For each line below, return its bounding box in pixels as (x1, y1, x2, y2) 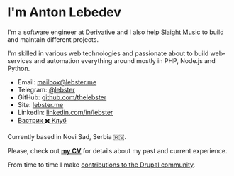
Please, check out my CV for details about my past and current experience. (7, 146, 228, 155)
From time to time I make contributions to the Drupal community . (7, 160, 196, 169)
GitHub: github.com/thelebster (17, 93, 107, 101)
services (7, 56, 33, 65)
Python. (7, 64, 30, 72)
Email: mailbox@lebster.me (17, 77, 97, 86)
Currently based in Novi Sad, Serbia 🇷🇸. (7, 132, 127, 141)
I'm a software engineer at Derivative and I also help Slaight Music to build (7, 28, 224, 36)
